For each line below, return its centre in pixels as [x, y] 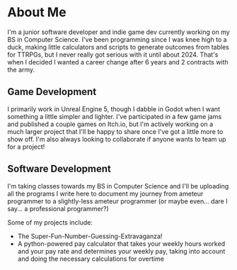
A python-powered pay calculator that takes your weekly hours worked [121, 243]
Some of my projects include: [50, 222]
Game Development [52, 92]
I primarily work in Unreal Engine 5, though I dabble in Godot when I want [114, 109]
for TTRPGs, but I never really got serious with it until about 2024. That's [113, 55]
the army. [21, 69]
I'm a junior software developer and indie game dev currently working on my [118, 32]
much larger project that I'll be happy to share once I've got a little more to [115, 131]
